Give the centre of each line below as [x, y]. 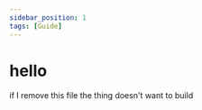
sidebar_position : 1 [48, 18]
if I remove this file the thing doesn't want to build [101, 96]
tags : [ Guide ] [36, 26]
